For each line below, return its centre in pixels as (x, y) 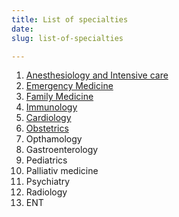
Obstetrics (47, 128)
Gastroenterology (62, 150)
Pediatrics (46, 160)
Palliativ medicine (62, 171)
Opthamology (54, 139)
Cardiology (48, 118)
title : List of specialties (70, 19)
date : (22, 29)
